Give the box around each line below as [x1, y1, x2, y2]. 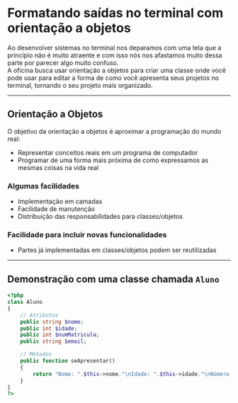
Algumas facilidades [7, 181, 80, 191]
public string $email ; [20, 338, 87, 345]
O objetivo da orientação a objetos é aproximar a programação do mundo [7, 127, 222, 135]
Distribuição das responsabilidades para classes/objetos [17, 212, 183, 221]
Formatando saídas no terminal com [7, 5, 224, 21]
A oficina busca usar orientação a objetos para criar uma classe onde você [7, 66, 227, 74]
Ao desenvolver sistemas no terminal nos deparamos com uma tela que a [7, 43, 222, 52]
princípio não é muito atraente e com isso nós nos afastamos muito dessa [7, 51, 222, 59]
